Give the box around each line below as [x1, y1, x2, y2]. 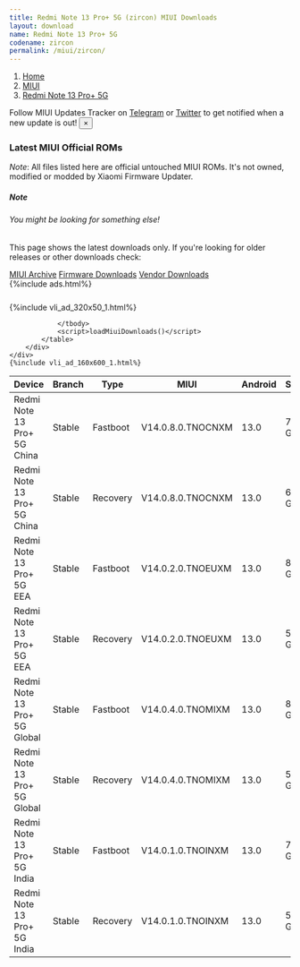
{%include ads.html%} [9, 278, 92, 289]
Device [13, 378, 45, 390]
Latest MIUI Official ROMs [9, 141, 123, 154]
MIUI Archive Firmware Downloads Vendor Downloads [9, 270, 210, 279]
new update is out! [9, 117, 78, 128]
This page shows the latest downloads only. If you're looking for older [9, 243, 266, 252]
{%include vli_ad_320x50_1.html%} [9, 302, 137, 312]
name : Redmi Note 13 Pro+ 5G [9, 30, 118, 39]
